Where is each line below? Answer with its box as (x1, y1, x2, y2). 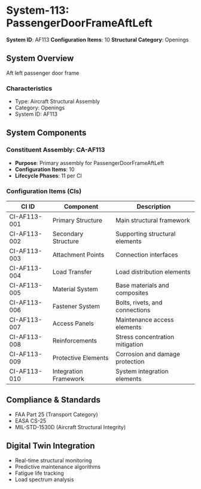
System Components (6, 128, 87, 138)
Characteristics (6, 84, 53, 93)
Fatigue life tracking (14, 469, 64, 476)
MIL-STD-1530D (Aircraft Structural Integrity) (14, 423, 126, 430)
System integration (115, 367, 169, 375)
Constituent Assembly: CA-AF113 (6, 146, 105, 154)
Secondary (52, 230, 84, 238)
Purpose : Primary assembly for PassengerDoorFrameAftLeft (14, 159, 165, 166)
